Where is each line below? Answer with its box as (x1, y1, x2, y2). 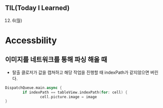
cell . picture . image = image (40, 94, 97, 99)
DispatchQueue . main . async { (5, 85, 62, 90)
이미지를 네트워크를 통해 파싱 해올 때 (5, 56, 107, 64)
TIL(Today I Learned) (5, 4, 70, 12)
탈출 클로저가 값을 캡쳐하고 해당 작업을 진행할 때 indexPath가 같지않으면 (12, 69, 150, 75)
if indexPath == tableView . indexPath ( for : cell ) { (22, 90, 128, 95)
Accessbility (5, 35, 57, 46)
